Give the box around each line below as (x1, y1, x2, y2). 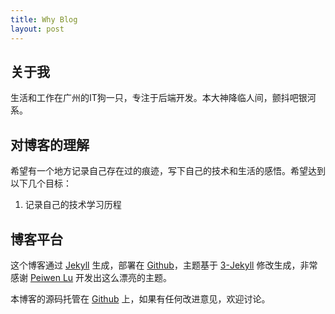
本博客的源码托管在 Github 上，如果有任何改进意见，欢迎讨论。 (10, 292, 271, 305)
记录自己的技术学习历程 (24, 199, 122, 211)
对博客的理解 (10, 136, 90, 153)
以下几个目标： (10, 177, 72, 190)
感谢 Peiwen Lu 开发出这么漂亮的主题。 (10, 271, 173, 283)
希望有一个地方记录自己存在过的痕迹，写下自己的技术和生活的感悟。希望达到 (10, 165, 326, 177)
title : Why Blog (10, 14, 78, 25)
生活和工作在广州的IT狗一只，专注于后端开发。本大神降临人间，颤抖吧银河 (10, 92, 317, 104)
